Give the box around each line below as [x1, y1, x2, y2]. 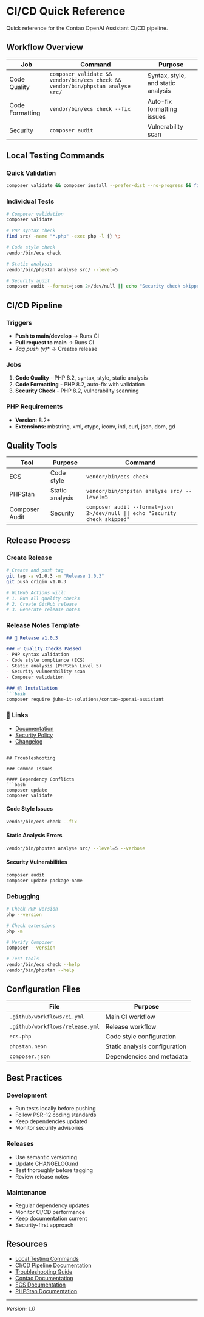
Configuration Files [6, 984, 81, 995]
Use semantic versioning [15, 1153, 78, 1160]
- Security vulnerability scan [6, 669, 86, 675]
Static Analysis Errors [6, 832, 63, 839]
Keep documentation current [15, 1215, 87, 1222]
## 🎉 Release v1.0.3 [6, 635, 59, 641]
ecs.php [9, 1033, 32, 1040]
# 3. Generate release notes [6, 606, 80, 613]
